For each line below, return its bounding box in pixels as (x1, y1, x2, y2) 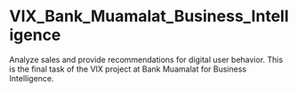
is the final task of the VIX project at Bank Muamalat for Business (9, 64, 247, 74)
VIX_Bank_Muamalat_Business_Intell (9, 6, 289, 27)
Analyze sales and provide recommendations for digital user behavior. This (9, 54, 284, 65)
